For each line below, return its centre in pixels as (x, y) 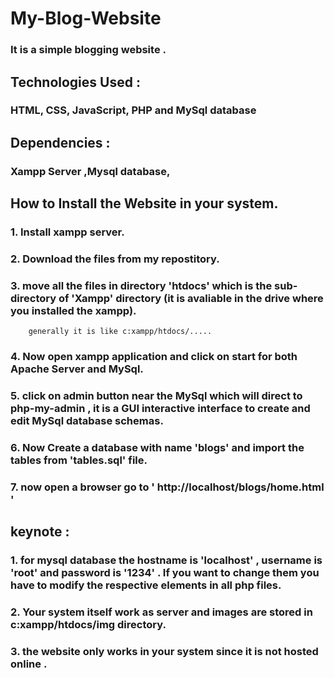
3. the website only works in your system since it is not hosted (164, 652)
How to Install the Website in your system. (144, 203)
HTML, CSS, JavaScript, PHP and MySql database (133, 110)
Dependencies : (60, 142)
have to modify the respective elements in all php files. (146, 585)
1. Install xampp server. (67, 232)
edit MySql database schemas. (87, 421)
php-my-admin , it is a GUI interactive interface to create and (160, 409)
